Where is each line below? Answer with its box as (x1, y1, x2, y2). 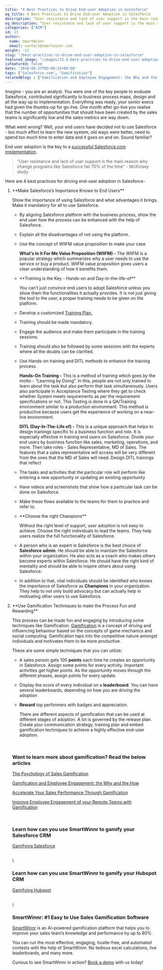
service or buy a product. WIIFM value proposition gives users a (19, 260, 147, 266)
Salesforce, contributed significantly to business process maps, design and (5, 94, 156, 99)
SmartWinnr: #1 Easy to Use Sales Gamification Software (12, 914, 149, 921)
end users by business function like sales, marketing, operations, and (19, 439, 158, 445)
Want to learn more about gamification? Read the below (12, 753, 146, 760)
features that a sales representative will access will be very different (19, 449, 156, 455)
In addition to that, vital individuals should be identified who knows (19, 577, 153, 583)
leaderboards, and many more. (12, 950, 74, 956)
